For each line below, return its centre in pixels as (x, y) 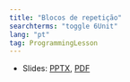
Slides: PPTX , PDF (56, 68)
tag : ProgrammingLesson (54, 43)
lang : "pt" (30, 34)
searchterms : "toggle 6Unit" (64, 26)
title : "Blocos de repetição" (66, 18)
